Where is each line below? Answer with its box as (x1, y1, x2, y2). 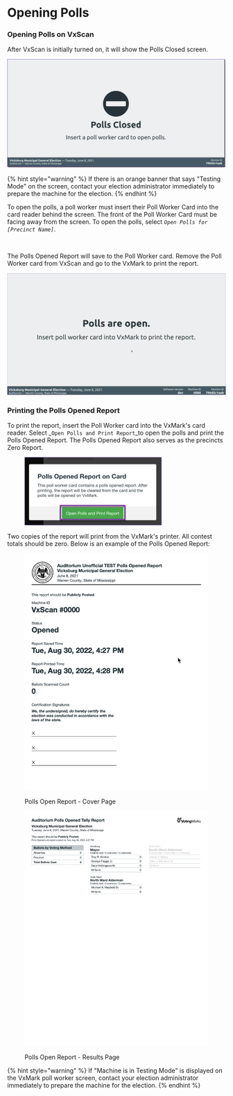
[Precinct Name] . (7, 225, 56, 233)
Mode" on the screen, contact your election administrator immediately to (7, 182, 215, 190)
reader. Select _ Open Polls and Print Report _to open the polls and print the (7, 428, 224, 437)
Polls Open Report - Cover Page (24, 797, 116, 806)
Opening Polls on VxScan (7, 30, 95, 40)
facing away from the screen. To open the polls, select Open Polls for (7, 218, 208, 226)
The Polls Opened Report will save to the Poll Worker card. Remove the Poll (7, 252, 222, 260)
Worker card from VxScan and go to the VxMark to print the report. (7, 259, 199, 268)
